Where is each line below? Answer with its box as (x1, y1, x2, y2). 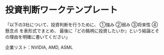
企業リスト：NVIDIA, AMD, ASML (5, 44, 73, 50)
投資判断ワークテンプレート (5, 4, 118, 16)
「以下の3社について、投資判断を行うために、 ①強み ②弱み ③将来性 (5, 22, 151, 27)
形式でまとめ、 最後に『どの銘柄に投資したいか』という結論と (28, 27, 155, 33)
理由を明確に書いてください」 (9, 34, 70, 40)
